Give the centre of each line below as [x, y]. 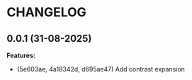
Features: [21, 55]
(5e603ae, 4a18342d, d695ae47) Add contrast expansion [101, 69]
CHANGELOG [46, 12]
